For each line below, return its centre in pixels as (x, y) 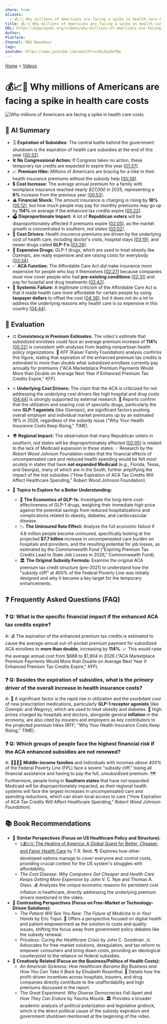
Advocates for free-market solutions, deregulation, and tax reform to (90, 945)
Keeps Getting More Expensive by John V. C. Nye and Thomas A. (86, 879)
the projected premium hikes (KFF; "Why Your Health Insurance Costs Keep (83, 725)
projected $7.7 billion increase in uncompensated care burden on (87, 539)
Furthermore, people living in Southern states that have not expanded (77, 781)
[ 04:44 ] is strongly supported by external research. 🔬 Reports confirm (84, 399)
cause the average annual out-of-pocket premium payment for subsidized (81, 643)
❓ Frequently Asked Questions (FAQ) (63, 599)
